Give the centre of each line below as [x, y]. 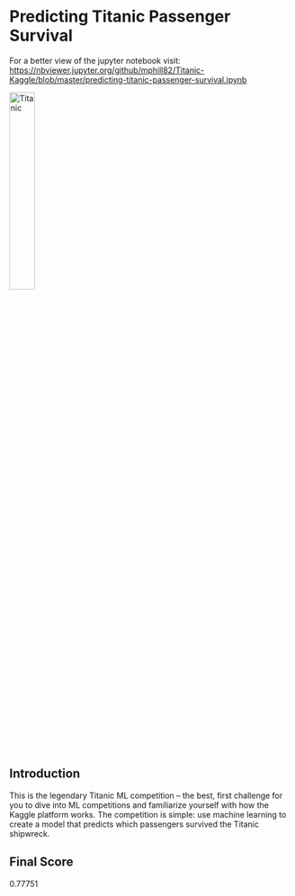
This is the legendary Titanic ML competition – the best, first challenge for [146, 795]
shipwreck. [30, 833]
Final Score [41, 862]
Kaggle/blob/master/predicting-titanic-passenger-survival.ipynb [128, 79]
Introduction [45, 774]
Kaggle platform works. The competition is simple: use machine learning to [148, 814]
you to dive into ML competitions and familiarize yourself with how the [139, 805]
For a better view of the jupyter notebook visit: [95, 60]
